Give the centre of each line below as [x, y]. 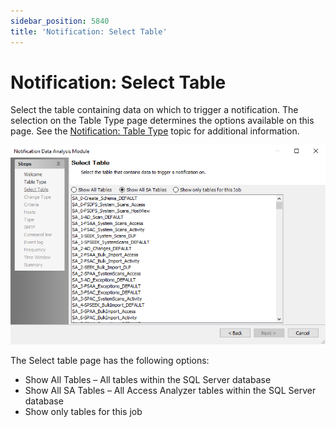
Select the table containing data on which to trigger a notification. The [154, 110]
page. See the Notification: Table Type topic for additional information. [155, 131]
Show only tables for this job [83, 412]
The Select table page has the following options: [110, 361]
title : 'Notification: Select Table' [89, 31]
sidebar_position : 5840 [60, 21]
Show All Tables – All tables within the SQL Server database [148, 380]
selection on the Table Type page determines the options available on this [162, 121]
